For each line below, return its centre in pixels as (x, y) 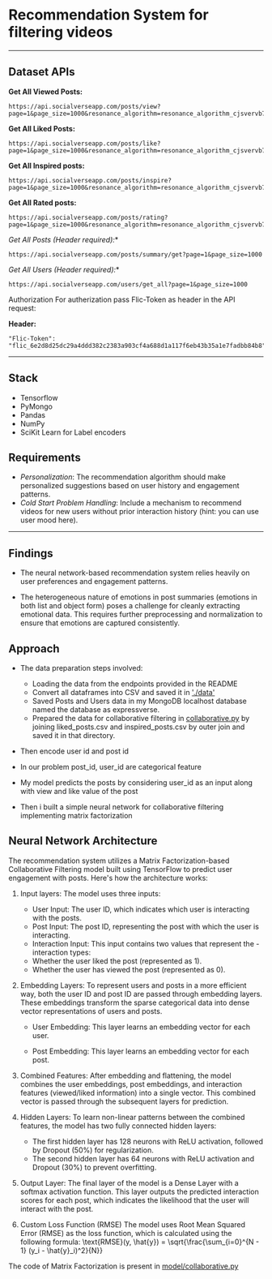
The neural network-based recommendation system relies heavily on (135, 573)
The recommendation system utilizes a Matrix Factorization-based (119, 861)
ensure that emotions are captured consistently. (100, 623)
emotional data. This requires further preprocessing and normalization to (141, 615)
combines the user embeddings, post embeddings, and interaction (131, 1084)
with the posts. (57, 917)
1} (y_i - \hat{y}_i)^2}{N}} (62, 1250)
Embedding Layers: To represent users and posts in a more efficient (133, 985)
